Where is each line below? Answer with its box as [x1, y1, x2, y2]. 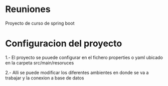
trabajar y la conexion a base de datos [5, 74, 84, 81]
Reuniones [5, 4, 51, 15]
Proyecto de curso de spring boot [5, 20, 75, 26]
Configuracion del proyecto [5, 38, 122, 49]
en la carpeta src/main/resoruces [5, 59, 74, 66]
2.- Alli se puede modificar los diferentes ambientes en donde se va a [5, 69, 149, 75]
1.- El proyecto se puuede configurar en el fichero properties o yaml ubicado [5, 54, 163, 60]
